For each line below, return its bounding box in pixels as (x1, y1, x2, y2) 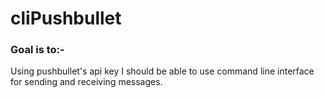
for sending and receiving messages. (10, 76, 163, 88)
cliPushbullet (10, 7, 122, 30)
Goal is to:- (10, 43, 65, 57)
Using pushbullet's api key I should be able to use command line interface (10, 65, 315, 77)
